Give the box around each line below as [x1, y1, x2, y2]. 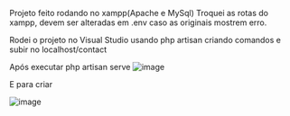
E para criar [9, 79, 52, 89]
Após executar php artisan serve [9, 62, 131, 72]
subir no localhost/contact [9, 44, 108, 55]
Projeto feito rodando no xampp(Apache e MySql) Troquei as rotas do [9, 8, 269, 18]
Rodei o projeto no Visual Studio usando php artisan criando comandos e [9, 35, 282, 45]
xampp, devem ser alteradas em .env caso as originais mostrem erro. [9, 17, 267, 28]
